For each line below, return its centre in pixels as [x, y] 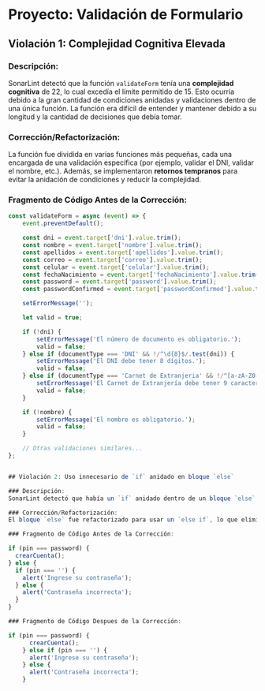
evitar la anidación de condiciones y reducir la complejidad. [105, 180]
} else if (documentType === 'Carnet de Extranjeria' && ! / [123, 376]
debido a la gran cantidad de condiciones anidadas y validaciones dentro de [132, 99]
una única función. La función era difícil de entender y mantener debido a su [132, 108]
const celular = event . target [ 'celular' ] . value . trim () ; [116, 267]
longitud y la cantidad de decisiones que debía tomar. [95, 117]
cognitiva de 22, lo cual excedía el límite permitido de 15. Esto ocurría [121, 92]
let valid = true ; [52, 318]
